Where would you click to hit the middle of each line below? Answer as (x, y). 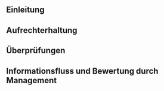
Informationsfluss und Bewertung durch (82, 71)
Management (32, 80)
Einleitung (25, 10)
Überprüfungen (36, 51)
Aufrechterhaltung (42, 30)
